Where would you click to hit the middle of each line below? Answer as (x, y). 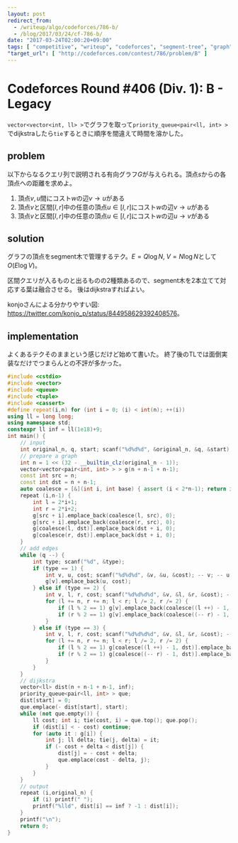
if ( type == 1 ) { (58, 568)
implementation (43, 336)
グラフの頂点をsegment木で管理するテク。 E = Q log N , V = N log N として (112, 257)
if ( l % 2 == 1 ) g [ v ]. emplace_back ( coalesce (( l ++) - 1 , (144, 608)
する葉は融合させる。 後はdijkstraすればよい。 (81, 289)
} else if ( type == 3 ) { (69, 628)
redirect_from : (30, 21)
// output (35, 786)
